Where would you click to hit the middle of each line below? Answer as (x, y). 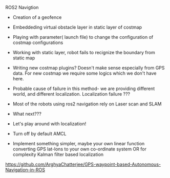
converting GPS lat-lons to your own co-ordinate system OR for (80, 149)
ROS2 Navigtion (22, 7)
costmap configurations (38, 42)
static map (24, 58)
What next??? (27, 114)
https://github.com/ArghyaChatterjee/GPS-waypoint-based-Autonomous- (83, 164)
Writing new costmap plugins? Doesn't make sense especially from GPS (89, 68)
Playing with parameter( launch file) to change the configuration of (83, 37)
